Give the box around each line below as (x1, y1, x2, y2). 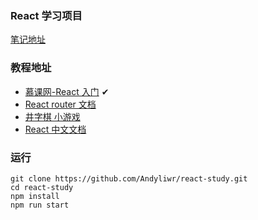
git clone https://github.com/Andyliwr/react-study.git (10, 173, 248, 184)
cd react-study (10, 182, 74, 192)
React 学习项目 (10, 8, 83, 22)
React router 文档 (24, 98, 97, 110)
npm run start (10, 200, 70, 210)
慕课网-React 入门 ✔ (24, 85, 110, 97)
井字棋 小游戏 (24, 110, 81, 122)
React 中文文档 (24, 123, 87, 135)
